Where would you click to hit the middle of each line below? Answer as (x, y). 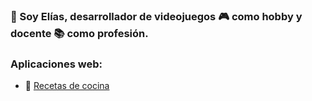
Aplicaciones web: (56, 64)
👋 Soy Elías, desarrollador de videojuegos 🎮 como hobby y (156, 16)
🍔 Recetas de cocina (67, 86)
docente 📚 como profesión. (79, 33)
